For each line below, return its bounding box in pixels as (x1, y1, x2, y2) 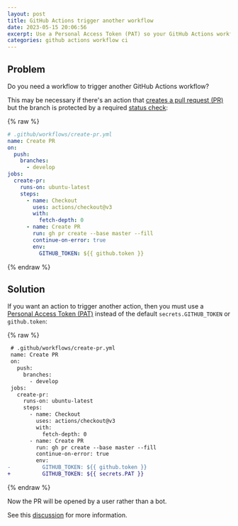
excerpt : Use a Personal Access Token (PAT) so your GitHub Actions (7, 30, 214, 38)
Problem (7, 63, 46, 75)
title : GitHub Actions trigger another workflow (7, 17, 154, 24)
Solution (7, 283, 45, 295)
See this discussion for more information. (7, 510, 127, 519)
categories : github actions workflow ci (7, 37, 129, 44)
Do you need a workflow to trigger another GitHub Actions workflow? (7, 82, 210, 90)
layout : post (7, 10, 46, 18)
